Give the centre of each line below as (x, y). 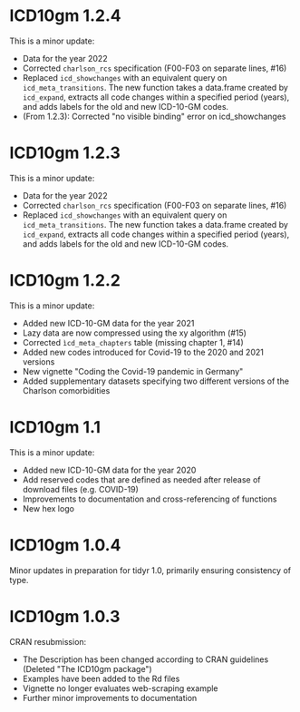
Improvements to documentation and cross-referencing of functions (150, 499)
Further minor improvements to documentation (110, 697)
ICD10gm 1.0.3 (65, 616)
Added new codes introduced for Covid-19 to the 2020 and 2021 (143, 352)
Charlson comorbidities (66, 390)
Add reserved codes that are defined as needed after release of (141, 479)
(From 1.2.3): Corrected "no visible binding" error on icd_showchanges (155, 116)
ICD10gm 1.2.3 (65, 153)
